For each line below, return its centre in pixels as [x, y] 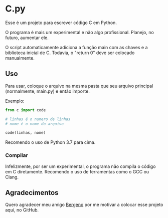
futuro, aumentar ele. [27, 38]
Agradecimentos [32, 193]
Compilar [17, 155]
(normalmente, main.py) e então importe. [48, 91]
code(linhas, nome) [26, 133]
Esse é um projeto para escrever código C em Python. [61, 23]
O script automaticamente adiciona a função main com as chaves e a [76, 47]
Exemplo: [15, 101]
